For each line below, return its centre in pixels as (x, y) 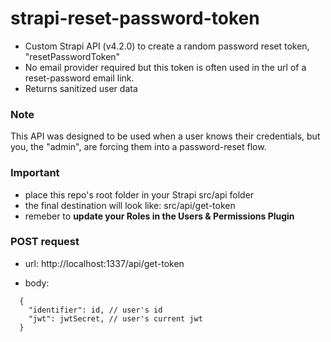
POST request (45, 242)
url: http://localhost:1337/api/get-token (104, 263)
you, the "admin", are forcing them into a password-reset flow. (138, 147)
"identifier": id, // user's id (95, 310)
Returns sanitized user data (81, 88)
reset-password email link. (79, 78)
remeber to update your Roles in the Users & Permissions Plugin (159, 216)
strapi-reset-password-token (135, 18)
